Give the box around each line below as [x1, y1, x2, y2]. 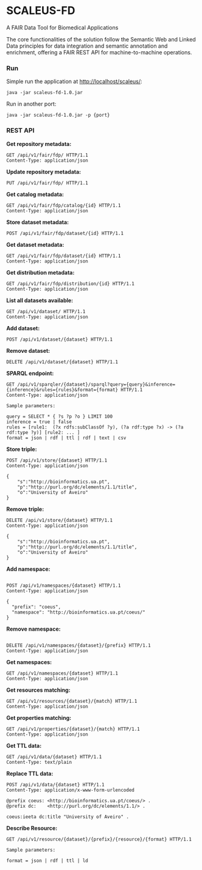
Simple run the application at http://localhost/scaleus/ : [6, 78, 142, 85]
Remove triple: [6, 505, 44, 513]
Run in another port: [6, 100, 57, 107]
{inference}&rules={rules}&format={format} [6, 386, 119, 393]
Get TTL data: [6, 742, 42, 749]
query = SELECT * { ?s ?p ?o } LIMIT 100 [6, 413, 113, 419]
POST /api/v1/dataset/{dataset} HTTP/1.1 [6, 336, 113, 343]
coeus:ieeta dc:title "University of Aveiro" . [6, 813, 130, 820]
